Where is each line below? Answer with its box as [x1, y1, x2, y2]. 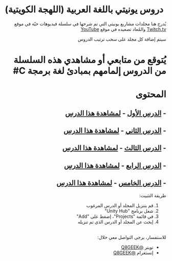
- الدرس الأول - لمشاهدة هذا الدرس [65, 109, 166, 118]
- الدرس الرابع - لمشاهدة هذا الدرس [64, 161, 166, 170]
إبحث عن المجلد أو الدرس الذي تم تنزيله [78, 218, 154, 225]
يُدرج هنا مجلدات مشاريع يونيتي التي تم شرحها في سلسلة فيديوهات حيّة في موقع [14, 21, 166, 27]
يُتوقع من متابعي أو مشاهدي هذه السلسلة [13, 54, 166, 66]
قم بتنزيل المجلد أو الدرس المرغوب [86, 202, 154, 209]
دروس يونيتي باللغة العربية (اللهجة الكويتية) [5, 4, 163, 15]
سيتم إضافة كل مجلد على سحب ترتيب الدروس [78, 36, 166, 42]
